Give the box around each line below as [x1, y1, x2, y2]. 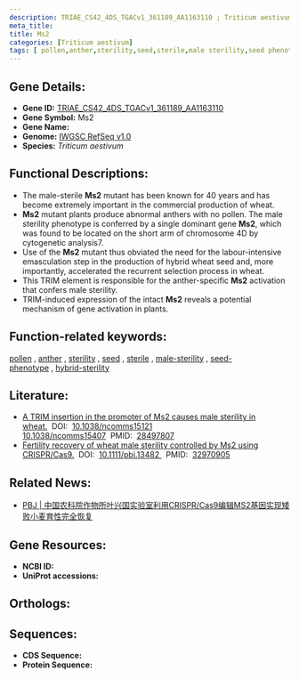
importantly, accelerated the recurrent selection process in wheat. [21, 265, 265, 276]
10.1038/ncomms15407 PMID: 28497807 [21, 431, 175, 441]
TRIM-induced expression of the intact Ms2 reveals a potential [21, 294, 252, 304]
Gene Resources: [9, 538, 107, 553]
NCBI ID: [21, 562, 55, 571]
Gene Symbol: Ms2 [21, 112, 94, 123]
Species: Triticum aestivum [21, 140, 124, 151]
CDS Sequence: [21, 651, 83, 661]
